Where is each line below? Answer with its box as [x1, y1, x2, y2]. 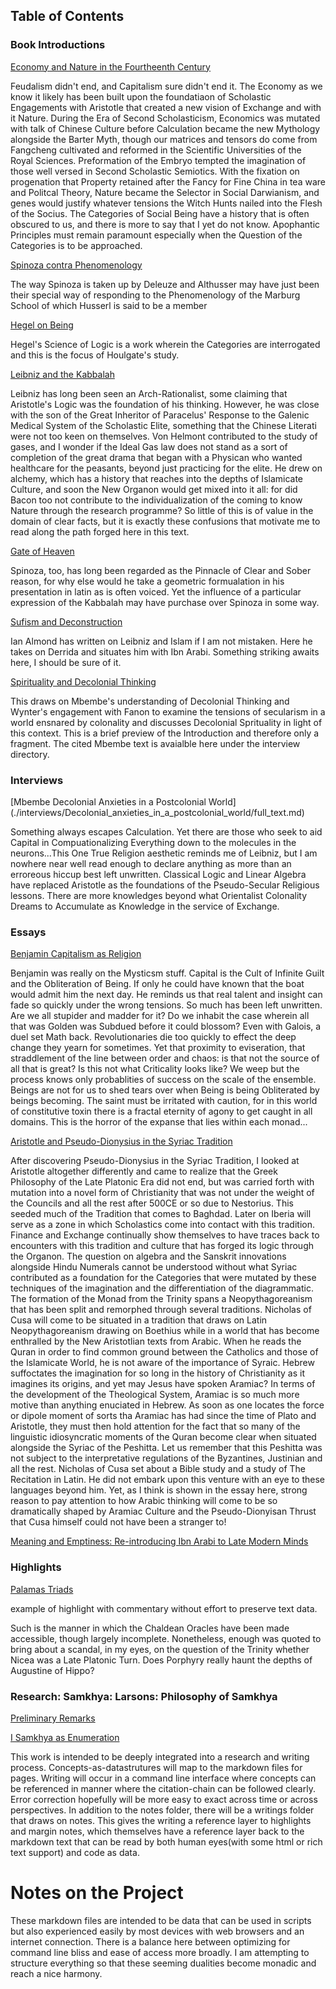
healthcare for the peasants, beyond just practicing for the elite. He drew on [10, 462, 323, 474]
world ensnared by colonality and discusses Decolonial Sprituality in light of [10, 716, 323, 728]
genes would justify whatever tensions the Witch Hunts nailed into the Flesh [10, 197, 323, 209]
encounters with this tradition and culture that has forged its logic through [10, 1240, 315, 1252]
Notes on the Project [10, 1882, 184, 1904]
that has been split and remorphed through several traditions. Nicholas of [10, 1304, 312, 1316]
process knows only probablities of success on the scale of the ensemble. [10, 1074, 317, 1086]
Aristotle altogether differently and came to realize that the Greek [10, 1165, 278, 1178]
